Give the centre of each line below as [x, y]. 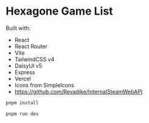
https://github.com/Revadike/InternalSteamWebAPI [78, 91]
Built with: [18, 28]
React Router [31, 46]
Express [25, 72]
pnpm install [22, 103]
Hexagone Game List [60, 11]
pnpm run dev [22, 114]
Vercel [23, 79]
